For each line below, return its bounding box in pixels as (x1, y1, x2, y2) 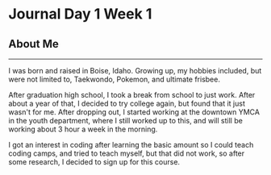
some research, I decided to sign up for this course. (8, 157, 180, 166)
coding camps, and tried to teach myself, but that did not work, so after (8, 148, 245, 158)
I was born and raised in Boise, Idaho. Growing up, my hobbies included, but (8, 66, 262, 75)
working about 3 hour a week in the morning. (8, 124, 158, 134)
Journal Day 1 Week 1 (8, 5, 152, 23)
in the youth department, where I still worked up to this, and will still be (8, 116, 244, 125)
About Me (8, 37, 59, 51)
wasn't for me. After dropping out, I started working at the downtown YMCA (8, 107, 261, 117)
